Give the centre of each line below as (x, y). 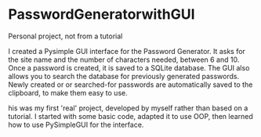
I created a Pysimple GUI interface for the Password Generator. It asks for (127, 51)
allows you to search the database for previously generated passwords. (124, 76)
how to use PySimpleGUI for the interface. (76, 124)
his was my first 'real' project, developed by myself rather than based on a (128, 108)
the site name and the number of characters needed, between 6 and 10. (124, 59)
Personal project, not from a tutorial (65, 36)
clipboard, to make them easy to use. (68, 92)
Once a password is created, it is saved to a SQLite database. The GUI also (129, 67)
